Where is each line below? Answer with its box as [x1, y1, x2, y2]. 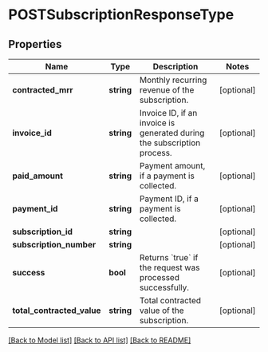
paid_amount [12, 170, 64, 181]
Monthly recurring [139, 74, 207, 85]
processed [139, 272, 179, 283]
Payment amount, [139, 160, 206, 171]
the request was [139, 262, 200, 273]
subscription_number [12, 239, 97, 250]
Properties [8, 38, 62, 51]
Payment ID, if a [139, 193, 199, 204]
